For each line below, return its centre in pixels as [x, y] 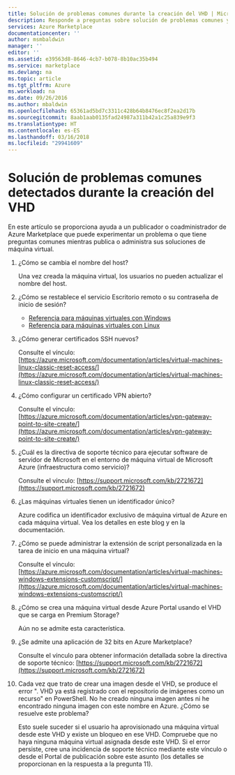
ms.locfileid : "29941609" [45, 144]
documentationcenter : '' [44, 33]
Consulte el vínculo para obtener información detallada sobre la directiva [122, 656]
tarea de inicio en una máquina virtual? [74, 551]
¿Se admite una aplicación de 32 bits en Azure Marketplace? [105, 642]
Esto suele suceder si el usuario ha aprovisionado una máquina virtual [118, 727]
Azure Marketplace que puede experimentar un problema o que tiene [107, 234]
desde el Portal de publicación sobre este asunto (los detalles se [111, 757]
